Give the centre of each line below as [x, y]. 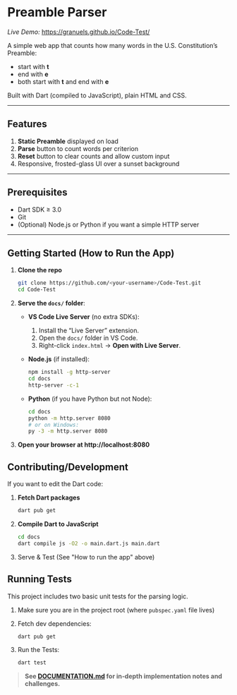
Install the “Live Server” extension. [89, 331]
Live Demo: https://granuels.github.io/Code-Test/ [79, 32]
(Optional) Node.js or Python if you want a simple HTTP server [108, 224]
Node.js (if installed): [59, 359]
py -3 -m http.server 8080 [68, 431]
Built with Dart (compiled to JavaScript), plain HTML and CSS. [97, 95]
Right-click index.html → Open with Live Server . [110, 346]
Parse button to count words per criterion [78, 148]
